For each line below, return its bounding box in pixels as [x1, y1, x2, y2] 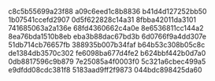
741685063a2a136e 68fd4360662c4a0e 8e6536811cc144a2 [8, 24, 204, 32]
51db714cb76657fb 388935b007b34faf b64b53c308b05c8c [8, 40, 206, 50]
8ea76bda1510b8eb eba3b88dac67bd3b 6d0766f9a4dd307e [8, 31, 207, 41]
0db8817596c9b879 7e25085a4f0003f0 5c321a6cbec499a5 [8, 57, 206, 66]
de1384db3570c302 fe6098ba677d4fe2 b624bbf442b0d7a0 [8, 49, 206, 57]
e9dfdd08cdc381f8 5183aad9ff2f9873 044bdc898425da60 [8, 65, 202, 74]
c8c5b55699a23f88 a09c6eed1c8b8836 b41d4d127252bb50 [8, 7, 207, 16]
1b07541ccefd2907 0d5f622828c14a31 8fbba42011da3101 [8, 15, 197, 24]
